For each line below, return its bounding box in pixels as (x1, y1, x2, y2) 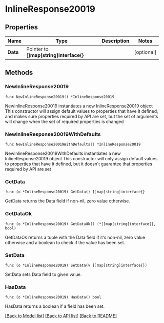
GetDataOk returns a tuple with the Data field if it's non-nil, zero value (5, 234, 145, 240)
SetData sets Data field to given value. (5, 271, 82, 277)
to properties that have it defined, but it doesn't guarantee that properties (5, 161, 153, 167)
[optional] (134, 49, 157, 55)
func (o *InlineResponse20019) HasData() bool (5, 295, 102, 300)
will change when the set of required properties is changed (5, 119, 124, 124)
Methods (5, 69, 33, 77)
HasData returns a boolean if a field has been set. (5, 303, 105, 309)
